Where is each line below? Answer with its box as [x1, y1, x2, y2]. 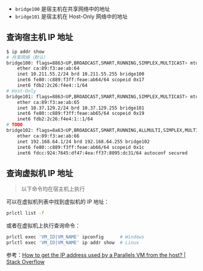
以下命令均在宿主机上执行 [21, 185, 85, 192]
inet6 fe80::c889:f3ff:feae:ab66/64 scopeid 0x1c [17, 144, 145, 150]
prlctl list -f [6, 211, 45, 217]
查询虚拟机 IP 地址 [6, 168, 74, 178]
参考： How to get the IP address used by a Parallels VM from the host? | [6, 251, 186, 258]
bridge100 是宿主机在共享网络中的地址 [14, 5, 111, 12]
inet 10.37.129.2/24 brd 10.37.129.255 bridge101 [17, 105, 145, 111]
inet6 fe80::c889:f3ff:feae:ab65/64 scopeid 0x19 [17, 111, 145, 117]
